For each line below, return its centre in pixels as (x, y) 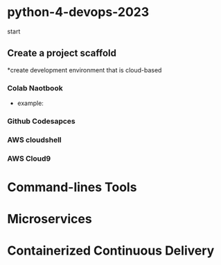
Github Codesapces (41, 121)
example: (30, 103)
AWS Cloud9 (29, 159)
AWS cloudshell (35, 140)
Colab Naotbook (35, 88)
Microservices (50, 219)
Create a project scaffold (62, 53)
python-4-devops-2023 (78, 12)
